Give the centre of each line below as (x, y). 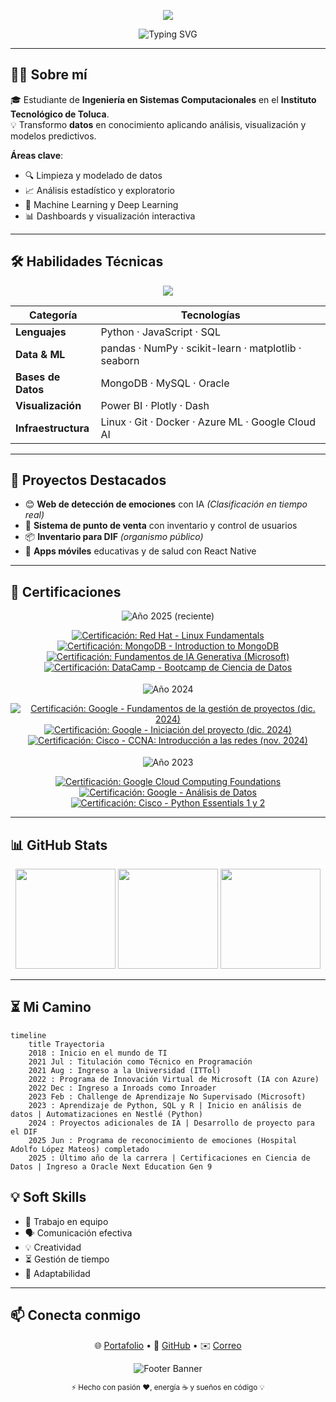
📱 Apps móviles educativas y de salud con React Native (140, 551)
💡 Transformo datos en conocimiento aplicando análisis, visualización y (158, 124)
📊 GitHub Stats (59, 845)
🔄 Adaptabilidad (57, 1273)
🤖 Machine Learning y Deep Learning (101, 204)
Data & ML (40, 354)
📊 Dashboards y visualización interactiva (110, 216)
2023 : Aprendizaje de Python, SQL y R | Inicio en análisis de (165, 1105)
